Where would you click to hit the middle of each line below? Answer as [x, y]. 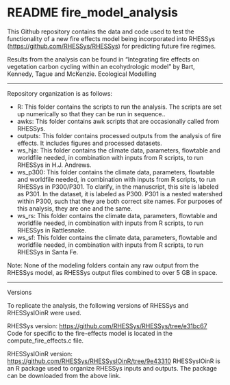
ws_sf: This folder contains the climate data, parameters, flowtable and [117, 237]
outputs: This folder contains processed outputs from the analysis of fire [119, 135]
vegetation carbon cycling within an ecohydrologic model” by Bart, [101, 66]
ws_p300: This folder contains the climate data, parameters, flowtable [116, 172]
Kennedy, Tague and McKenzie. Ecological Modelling [82, 74]
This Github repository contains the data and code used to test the [101, 31]
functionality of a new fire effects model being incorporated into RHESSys [111, 38]
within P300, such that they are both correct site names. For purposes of [119, 201]
